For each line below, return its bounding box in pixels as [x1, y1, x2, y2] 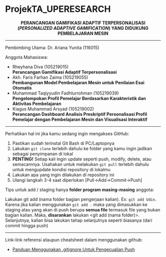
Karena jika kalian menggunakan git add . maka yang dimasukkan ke [5, 202, 148, 207]
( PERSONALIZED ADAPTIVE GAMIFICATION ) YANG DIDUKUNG [17, 25, 149, 31]
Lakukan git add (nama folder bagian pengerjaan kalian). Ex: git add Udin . [5, 196, 157, 202]
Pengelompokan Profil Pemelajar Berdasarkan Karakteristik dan [12, 95, 146, 101]
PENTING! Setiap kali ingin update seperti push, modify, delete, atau [12, 156, 152, 162]
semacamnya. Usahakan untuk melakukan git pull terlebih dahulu [12, 161, 149, 167]
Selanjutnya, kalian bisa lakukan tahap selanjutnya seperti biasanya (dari [5, 217, 152, 223]
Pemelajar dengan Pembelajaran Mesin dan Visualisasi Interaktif [12, 116, 148, 122]
